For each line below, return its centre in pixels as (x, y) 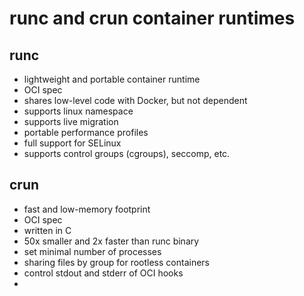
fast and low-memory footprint (87, 209)
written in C (47, 230)
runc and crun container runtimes (152, 18)
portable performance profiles (86, 132)
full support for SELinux (72, 143)
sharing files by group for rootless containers (116, 262)
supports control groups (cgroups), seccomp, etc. (127, 153)
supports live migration (71, 121)
